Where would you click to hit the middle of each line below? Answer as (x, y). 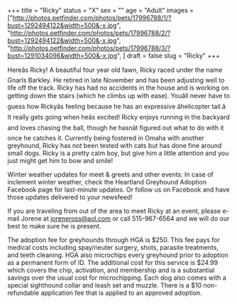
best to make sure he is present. (54, 226)
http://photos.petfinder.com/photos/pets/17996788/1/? (92, 18)
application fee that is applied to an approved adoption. (121, 293)
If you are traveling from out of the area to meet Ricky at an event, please (114, 211)
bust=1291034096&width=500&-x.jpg (62, 56)
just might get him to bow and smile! (60, 161)
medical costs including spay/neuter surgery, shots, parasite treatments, (113, 247)
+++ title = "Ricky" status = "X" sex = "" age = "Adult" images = (100, 10)
